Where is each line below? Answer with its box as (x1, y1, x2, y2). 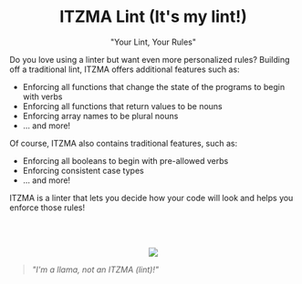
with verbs (22, 91, 63, 102)
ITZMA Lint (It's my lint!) (58, 6, 248, 27)
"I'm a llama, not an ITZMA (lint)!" (31, 264, 160, 275)
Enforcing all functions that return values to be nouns (22, 100, 224, 111)
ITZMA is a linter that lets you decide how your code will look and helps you (9, 192, 294, 203)
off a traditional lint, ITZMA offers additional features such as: (9, 64, 240, 75)
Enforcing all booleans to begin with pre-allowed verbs (22, 155, 229, 166)
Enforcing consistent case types (22, 165, 144, 176)
